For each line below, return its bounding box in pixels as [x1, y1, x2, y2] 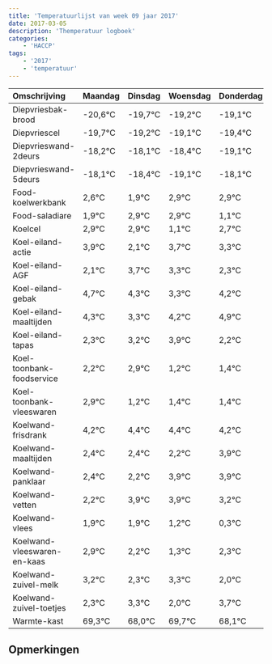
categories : [8, 34, 49, 43]
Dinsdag [127, 90, 160, 101]
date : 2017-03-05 [8, 19, 67, 27]
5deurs [12, 173, 40, 184]
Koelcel [12, 223, 41, 235]
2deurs [12, 150, 40, 162]
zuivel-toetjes [12, 602, 66, 613]
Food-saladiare [12, 209, 72, 221]
